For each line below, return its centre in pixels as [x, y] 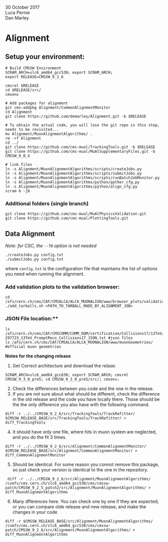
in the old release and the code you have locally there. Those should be [86, 399]
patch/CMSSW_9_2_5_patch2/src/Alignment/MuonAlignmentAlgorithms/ [76, 488]
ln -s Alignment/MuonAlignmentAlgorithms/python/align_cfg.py [71, 187]
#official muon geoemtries [33, 346]
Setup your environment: [45, 56]
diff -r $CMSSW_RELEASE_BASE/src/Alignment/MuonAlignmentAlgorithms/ [79, 521]
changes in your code [35, 512]
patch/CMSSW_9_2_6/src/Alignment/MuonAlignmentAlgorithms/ [68, 530]
